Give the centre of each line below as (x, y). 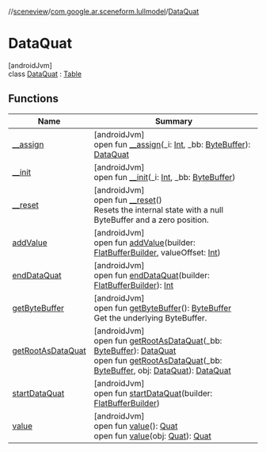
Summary (174, 121)
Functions (34, 99)
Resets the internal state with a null (159, 209)
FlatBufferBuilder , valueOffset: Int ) (157, 252)
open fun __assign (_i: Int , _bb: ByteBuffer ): (172, 144)
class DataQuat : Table (45, 74)
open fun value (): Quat (136, 426)
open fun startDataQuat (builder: (153, 393)
